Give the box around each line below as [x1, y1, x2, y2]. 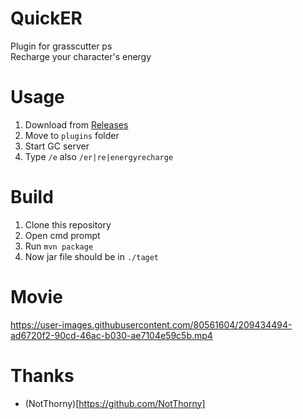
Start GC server [24, 140, 90, 152]
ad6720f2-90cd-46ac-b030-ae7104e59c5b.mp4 [10, 329, 213, 341]
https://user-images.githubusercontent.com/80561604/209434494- [10, 318, 293, 331]
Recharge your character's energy [10, 50, 152, 62]
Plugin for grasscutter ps [10, 40, 113, 52]
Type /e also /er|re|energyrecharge [24, 150, 174, 162]
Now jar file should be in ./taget [24, 250, 160, 262]
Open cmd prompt [24, 229, 101, 241]
